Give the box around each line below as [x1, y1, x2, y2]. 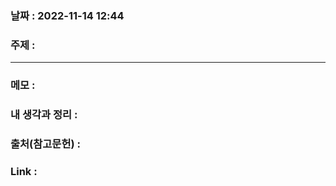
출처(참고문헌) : [10, 137, 81, 151]
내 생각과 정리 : [10, 108, 78, 122]
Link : [10, 164, 38, 178]
